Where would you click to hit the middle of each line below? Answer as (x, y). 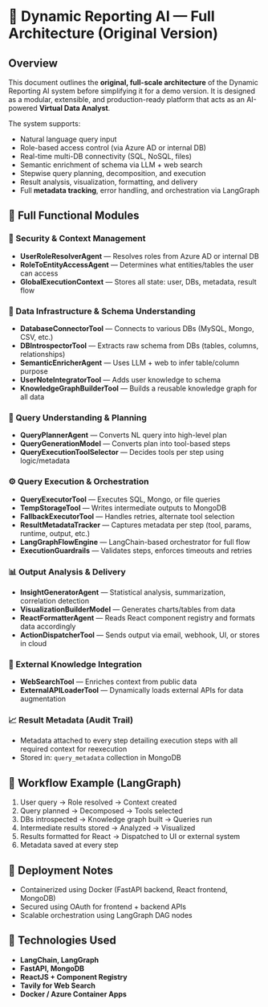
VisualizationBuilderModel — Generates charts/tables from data (128, 609)
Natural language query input (68, 139)
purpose (34, 371)
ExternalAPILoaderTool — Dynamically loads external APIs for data (132, 690)
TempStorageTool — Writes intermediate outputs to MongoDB (123, 508)
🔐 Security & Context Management (77, 239)
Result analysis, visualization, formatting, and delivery (109, 182)
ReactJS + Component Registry (73, 976)
